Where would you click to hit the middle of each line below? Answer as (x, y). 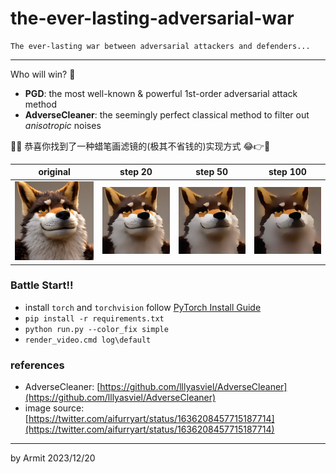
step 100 (287, 172)
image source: (54, 408)
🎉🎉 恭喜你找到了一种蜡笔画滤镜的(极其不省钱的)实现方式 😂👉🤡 (140, 146)
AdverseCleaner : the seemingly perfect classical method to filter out (167, 114)
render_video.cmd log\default (88, 340)
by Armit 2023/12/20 (53, 458)
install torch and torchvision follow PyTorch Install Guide (143, 307)
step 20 (136, 172)
